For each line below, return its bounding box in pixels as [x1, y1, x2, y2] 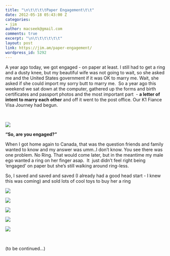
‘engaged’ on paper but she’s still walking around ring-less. [5, 162, 129, 168]
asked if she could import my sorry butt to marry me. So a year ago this [5, 80, 156, 87]
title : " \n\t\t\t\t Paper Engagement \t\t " [5, 7, 95, 13]
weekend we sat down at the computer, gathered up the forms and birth [5, 86, 156, 92]
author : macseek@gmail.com [5, 26, 63, 32]
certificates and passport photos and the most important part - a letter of [5, 91, 160, 97]
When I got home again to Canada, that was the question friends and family [5, 141, 164, 147]
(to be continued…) [5, 245, 46, 251]
